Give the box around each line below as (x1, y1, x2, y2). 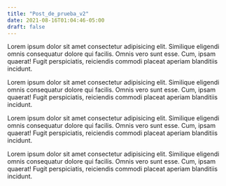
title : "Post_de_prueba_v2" (7, 10, 90, 17)
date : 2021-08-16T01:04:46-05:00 (7, 17, 105, 24)
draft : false (7, 23, 45, 30)
